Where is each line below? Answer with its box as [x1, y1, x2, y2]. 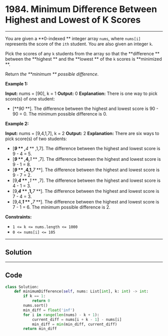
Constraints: [5, 213, 32, 219]
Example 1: [5, 80, 28, 86]
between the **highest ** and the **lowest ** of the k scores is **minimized [5, 56, 162, 62]
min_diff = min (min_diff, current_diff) [31, 321, 117, 327]
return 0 [31, 298, 50, 303]
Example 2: [5, 121, 29, 127]
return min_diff [23, 326, 57, 331]
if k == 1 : [23, 294, 46, 299]
